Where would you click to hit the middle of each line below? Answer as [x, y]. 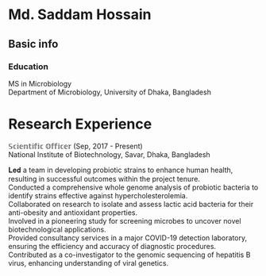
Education [29, 67]
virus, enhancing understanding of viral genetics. [89, 263]
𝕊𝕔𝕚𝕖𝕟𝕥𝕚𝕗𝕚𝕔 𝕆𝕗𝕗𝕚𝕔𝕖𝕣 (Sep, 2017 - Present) [75, 146]
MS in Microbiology [40, 83]
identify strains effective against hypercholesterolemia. [98, 195]
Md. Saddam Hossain [80, 15]
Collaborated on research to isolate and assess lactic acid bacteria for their [131, 204]
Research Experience [80, 124]
